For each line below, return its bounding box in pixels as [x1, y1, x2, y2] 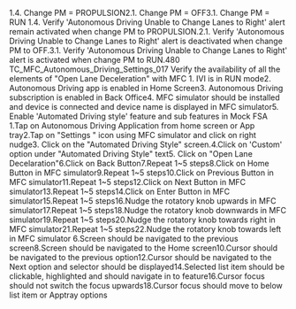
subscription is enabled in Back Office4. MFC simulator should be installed [9, 92, 280, 103]
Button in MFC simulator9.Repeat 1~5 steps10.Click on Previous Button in [9, 167, 274, 178]
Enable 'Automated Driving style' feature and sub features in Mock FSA [9, 111, 268, 121]
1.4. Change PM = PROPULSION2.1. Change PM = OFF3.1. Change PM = [9, 8, 270, 18]
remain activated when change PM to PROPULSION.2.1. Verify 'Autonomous [9, 27, 285, 36]
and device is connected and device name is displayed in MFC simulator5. [9, 102, 279, 112]
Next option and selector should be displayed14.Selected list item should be [9, 261, 285, 272]
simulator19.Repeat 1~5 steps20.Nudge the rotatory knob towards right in [9, 214, 276, 225]
